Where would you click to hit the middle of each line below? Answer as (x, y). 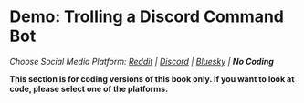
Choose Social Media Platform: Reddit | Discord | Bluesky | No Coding (142, 61)
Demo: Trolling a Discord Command (147, 17)
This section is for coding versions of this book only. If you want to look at (152, 78)
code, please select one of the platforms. (89, 88)
